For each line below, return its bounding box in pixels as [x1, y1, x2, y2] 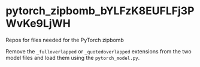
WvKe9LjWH [5, 17, 71, 30]
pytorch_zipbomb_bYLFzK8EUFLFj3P [5, 4, 195, 18]
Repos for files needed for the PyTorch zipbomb [5, 36, 124, 43]
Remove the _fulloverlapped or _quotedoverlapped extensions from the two [5, 47, 192, 55]
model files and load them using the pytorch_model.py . [5, 54, 140, 61]
